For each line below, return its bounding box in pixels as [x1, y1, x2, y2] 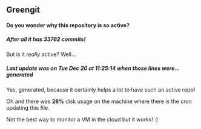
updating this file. [6, 104, 50, 111]
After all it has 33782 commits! [6, 36, 86, 43]
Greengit [6, 5, 41, 15]
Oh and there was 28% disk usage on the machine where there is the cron [6, 98, 192, 105]
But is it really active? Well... [6, 51, 76, 58]
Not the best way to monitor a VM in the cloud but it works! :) [6, 116, 159, 123]
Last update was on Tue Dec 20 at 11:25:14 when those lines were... [6, 64, 180, 72]
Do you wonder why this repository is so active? [6, 21, 130, 29]
